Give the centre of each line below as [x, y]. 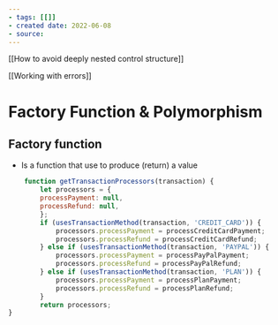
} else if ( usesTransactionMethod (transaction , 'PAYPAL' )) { [155, 247]
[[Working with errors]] [50, 76]
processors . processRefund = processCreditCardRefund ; [156, 239]
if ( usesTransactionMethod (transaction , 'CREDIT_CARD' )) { [151, 223]
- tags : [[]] [32, 17]
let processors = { [76, 190]
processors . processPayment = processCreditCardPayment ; [160, 231]
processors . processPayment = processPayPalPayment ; [152, 256]
